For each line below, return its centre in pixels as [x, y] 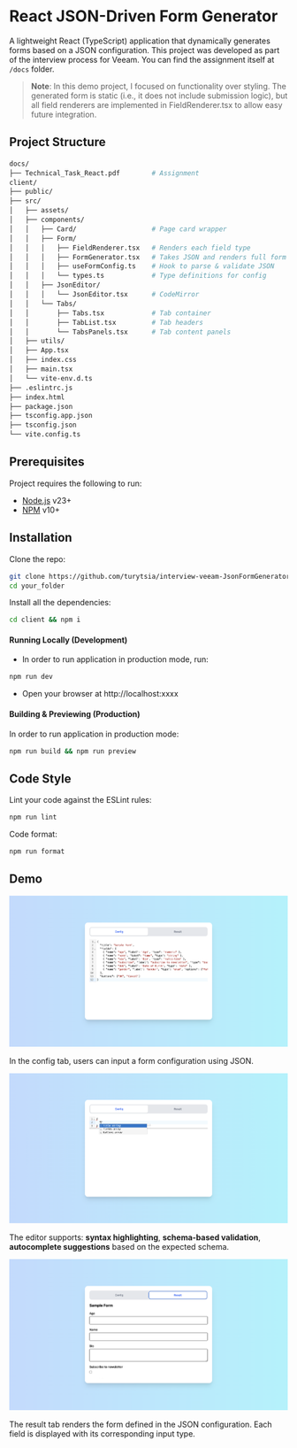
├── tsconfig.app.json [51, 416]
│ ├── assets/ [39, 211]
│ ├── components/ [47, 220]
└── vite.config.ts [45, 435]
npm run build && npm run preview [73, 751]
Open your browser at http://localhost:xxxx [100, 694]
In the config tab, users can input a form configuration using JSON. [131, 1060]
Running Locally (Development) [69, 640]
